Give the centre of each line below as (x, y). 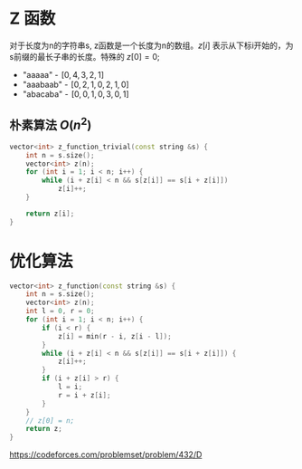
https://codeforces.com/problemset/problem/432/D (106, 455)
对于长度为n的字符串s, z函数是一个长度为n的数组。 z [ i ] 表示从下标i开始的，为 (151, 45)
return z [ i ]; (50, 214)
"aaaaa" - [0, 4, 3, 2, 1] (63, 74)
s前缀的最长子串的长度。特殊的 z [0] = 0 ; (85, 56)
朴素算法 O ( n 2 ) (51, 124)
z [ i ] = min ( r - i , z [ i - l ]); (114, 336)
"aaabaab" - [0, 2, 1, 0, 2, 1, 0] (75, 84)
